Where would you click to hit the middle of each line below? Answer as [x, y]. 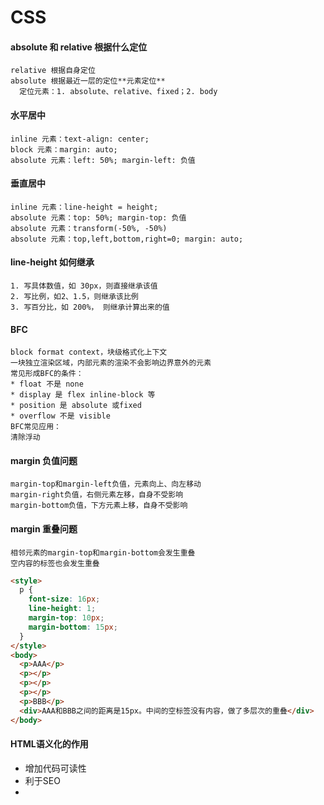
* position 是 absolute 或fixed [76, 406]
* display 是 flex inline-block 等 [83, 395]
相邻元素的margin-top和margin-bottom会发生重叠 [103, 552]
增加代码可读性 [55, 768]
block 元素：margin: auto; [64, 149]
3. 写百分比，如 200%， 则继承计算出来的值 [90, 307]
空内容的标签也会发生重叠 [55, 563]
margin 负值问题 [44, 460]
